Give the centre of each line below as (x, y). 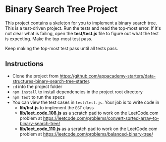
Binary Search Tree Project (61, 9)
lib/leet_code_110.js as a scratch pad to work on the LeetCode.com (88, 129)
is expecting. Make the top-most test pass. (49, 39)
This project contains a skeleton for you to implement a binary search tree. (81, 23)
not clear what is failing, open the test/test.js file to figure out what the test (82, 33)
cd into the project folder (37, 86)
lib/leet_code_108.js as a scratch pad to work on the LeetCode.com (89, 113)
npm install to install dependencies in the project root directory (77, 92)
